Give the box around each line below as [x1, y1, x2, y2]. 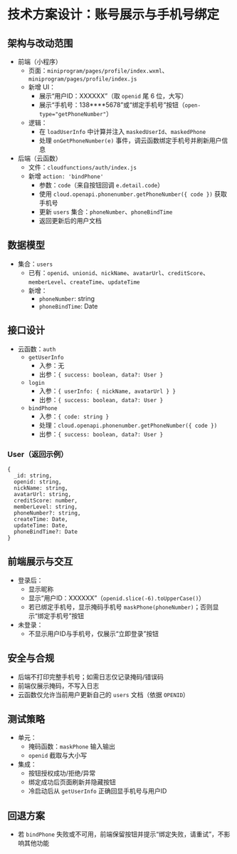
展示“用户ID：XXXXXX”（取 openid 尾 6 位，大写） [38, 92, 188, 100]
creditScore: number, [14, 497, 78, 504]
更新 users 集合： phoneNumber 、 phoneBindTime [38, 207, 173, 216]
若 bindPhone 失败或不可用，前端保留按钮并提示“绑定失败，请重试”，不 [17, 830, 224, 838]
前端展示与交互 [7, 555, 73, 567]
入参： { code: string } [38, 411, 109, 421]
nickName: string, [14, 484, 69, 492]
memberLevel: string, [14, 503, 78, 510]
